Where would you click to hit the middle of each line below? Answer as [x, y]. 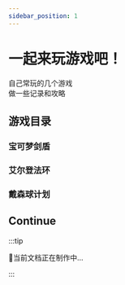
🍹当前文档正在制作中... [46, 257]
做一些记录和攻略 [37, 93]
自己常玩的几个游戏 [41, 83]
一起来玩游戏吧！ [66, 59]
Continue [32, 221]
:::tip [16, 240]
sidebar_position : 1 [43, 16]
